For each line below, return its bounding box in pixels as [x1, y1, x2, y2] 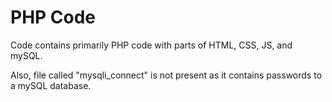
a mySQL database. [10, 79, 92, 91]
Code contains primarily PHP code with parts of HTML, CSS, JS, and [10, 39, 293, 51]
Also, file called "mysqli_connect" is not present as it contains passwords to [10, 69, 323, 81]
